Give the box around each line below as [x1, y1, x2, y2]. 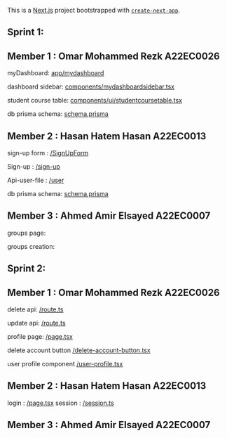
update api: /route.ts [7, 319, 66, 328]
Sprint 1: [7, 26, 44, 38]
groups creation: [7, 242, 55, 250]
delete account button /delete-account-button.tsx [7, 346, 151, 354]
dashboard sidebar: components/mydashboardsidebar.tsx [7, 82, 175, 91]
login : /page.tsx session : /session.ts [7, 399, 114, 407]
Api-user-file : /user [7, 176, 64, 185]
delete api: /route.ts [7, 305, 64, 314]
